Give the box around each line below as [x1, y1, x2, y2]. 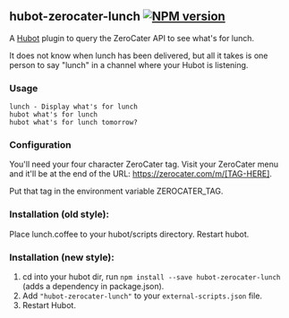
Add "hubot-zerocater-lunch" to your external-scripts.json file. [21, 290, 262, 301]
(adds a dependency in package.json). [21, 281, 165, 291]
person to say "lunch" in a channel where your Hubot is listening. [9, 59, 249, 70]
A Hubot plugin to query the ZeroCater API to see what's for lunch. [9, 32, 255, 43]
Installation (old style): [9, 208, 110, 220]
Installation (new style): [9, 251, 115, 263]
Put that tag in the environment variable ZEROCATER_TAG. [9, 185, 224, 197]
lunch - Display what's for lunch [9, 102, 139, 112]
